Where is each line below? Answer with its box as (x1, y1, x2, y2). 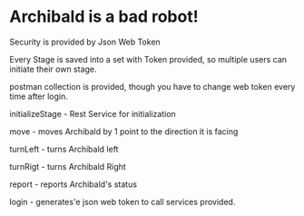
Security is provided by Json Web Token (9, 36, 161, 47)
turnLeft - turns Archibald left (9, 143, 119, 154)
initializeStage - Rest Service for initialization (9, 108, 177, 119)
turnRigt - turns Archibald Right (9, 161, 127, 172)
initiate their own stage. (9, 64, 97, 74)
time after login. (9, 91, 68, 102)
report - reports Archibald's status (9, 179, 138, 190)
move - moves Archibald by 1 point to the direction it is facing (9, 125, 239, 137)
